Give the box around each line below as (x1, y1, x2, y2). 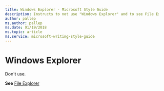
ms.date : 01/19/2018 (5, 25, 47, 30)
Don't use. (5, 71, 26, 76)
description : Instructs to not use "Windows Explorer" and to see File (5, 12, 154, 16)
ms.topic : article (5, 30, 42, 34)
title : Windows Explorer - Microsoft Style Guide (5, 7, 108, 12)
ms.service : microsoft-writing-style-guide (5, 34, 95, 39)
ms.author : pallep (5, 20, 42, 26)
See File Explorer (5, 80, 40, 86)
